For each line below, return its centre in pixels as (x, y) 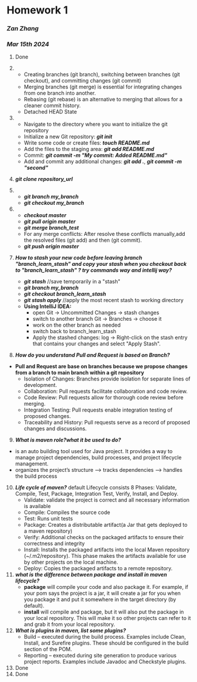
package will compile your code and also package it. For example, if (106, 587)
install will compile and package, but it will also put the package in (104, 612)
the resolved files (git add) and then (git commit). (83, 240)
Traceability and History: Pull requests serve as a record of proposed (107, 423)
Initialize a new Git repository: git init (68, 137)
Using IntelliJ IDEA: (48, 306)
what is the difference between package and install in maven (91, 575)
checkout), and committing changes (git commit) (82, 81)
